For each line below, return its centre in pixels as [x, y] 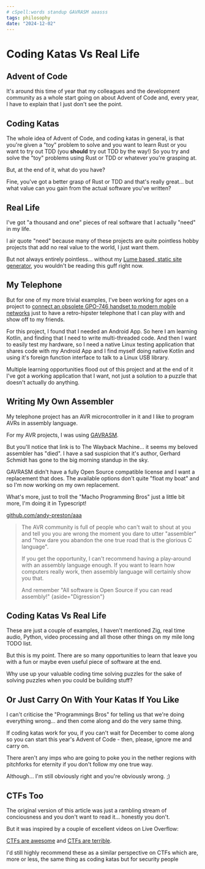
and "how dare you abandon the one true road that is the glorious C [106, 540]
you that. [32, 578]
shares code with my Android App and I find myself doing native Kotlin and [100, 351]
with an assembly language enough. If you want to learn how [98, 565]
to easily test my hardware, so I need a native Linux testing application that [100, 344]
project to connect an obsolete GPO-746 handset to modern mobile [91, 306]
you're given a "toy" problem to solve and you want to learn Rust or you [96, 145]
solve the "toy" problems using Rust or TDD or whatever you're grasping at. [102, 158]
